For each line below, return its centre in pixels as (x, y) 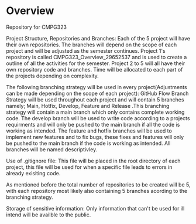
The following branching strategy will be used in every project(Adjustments (97, 87)
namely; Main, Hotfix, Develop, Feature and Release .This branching (88, 106)
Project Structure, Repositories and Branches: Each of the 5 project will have (98, 38)
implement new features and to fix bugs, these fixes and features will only (95, 137)
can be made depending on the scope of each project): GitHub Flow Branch (97, 93)
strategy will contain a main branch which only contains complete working (95, 112)
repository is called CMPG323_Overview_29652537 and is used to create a (97, 57)
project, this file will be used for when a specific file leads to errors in (89, 167)
